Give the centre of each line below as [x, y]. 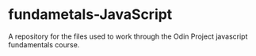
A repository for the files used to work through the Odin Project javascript [128, 36]
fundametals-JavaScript [90, 15]
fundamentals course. [44, 44]
